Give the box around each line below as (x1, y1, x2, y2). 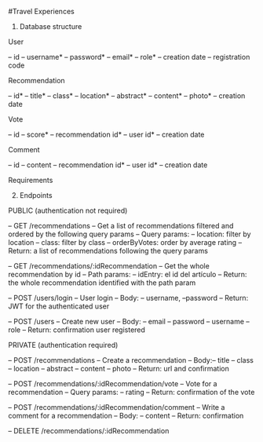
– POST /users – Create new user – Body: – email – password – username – (8, 317, 250, 326)
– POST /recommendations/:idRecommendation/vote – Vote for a (8, 379, 217, 388)
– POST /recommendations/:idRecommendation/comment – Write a (8, 403, 225, 411)
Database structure (19, 22, 82, 31)
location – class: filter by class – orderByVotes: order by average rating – (8, 238, 242, 247)
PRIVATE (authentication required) (8, 341, 119, 349)
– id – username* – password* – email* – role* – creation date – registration (8, 53, 250, 61)
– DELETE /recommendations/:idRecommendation (8, 426, 170, 435)
